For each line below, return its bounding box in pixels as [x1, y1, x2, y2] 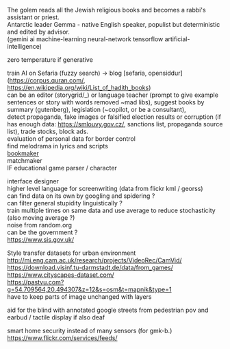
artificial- [164, 35, 190, 43]
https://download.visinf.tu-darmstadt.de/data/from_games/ [7, 264, 173, 271]
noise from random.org [7, 221, 73, 229]
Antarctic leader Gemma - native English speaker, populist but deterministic [7, 21, 220, 28]
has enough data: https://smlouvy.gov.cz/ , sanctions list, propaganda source [7, 120, 223, 128]
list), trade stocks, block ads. [7, 127, 89, 135]
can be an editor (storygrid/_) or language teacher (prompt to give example [7, 91, 219, 99]
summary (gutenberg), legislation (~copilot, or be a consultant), [7, 106, 186, 113]
